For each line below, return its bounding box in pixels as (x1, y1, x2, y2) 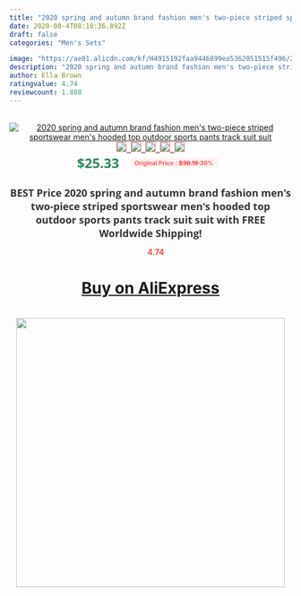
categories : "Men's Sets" (9, 38, 106, 48)
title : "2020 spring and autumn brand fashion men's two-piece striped (9, 13, 282, 22)
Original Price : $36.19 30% (133, 158, 214, 167)
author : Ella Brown (9, 71, 82, 81)
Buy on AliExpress (81, 278, 220, 299)
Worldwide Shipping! (99, 225, 202, 241)
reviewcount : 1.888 (9, 87, 82, 97)
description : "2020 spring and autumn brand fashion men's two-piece (9, 63, 275, 72)
